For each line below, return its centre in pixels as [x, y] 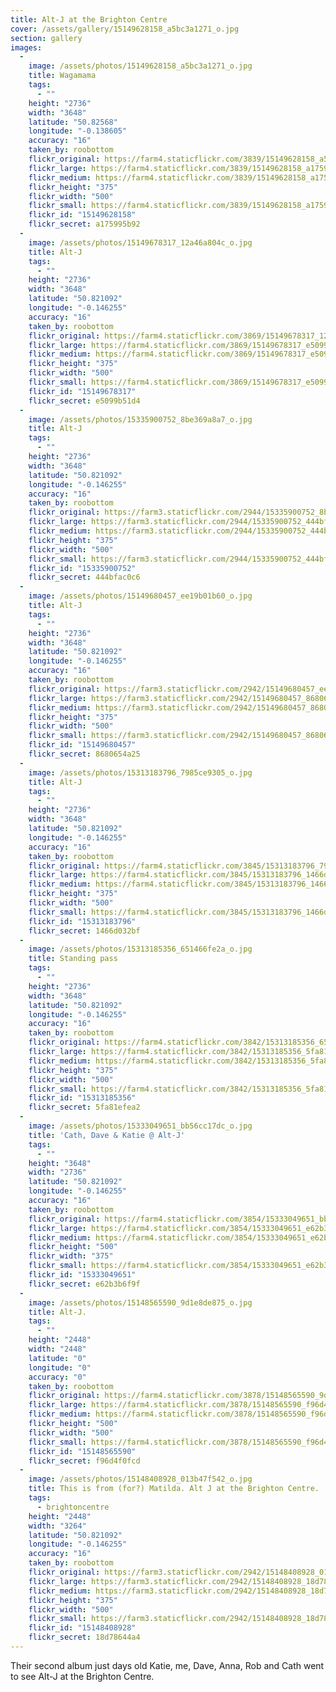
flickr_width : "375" [71, 1256]
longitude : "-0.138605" [78, 131]
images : [26, 47]
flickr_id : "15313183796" [82, 921]
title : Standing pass [73, 959]
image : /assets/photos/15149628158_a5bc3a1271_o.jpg [140, 66]
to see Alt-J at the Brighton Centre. [82, 1676]
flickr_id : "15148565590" [82, 1451]
